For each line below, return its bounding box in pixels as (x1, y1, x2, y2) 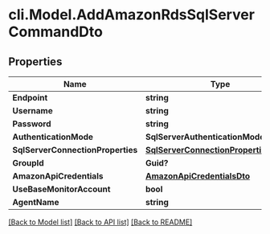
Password (12, 118, 51, 129)
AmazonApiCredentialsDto (145, 170, 251, 182)
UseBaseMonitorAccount (12, 183, 111, 195)
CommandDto (8, 23, 103, 41)
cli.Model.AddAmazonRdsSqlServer (8, 6, 256, 24)
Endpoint (12, 92, 48, 103)
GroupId (12, 158, 44, 168)
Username (12, 105, 54, 116)
